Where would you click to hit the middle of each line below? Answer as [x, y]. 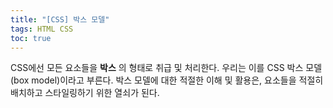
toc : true [31, 38]
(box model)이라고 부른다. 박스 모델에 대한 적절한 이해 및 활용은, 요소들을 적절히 [167, 80]
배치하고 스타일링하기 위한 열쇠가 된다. [85, 93]
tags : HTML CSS [42, 29]
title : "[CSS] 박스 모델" [60, 19]
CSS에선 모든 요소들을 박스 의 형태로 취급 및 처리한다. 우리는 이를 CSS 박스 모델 [166, 68]
